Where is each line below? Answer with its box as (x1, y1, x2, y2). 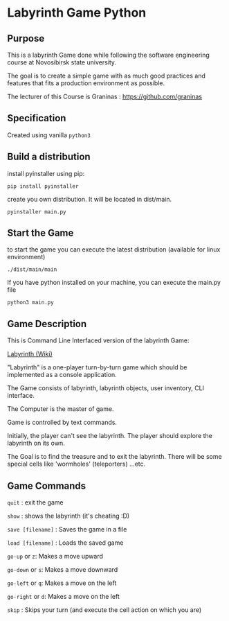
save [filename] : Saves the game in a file (7, 525, 127, 534)
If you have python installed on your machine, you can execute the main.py (7, 279, 221, 287)
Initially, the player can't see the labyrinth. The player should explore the (7, 432, 213, 440)
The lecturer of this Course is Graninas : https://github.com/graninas (7, 92, 203, 100)
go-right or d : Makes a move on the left (7, 593, 120, 601)
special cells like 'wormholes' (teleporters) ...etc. (7, 460, 146, 469)
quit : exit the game (7, 498, 64, 507)
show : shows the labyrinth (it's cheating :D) (7, 511, 130, 521)
